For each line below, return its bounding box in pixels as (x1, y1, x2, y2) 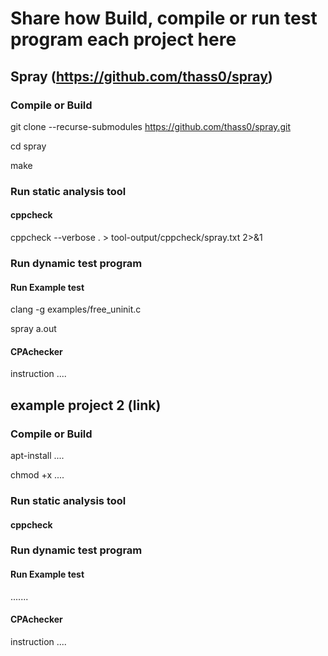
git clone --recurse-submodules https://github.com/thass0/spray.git (10, 120, 291, 132)
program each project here (10, 28, 237, 51)
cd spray (10, 140, 47, 152)
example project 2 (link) (10, 397, 162, 414)
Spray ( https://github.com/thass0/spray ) (10, 68, 273, 85)
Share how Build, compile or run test (10, 7, 318, 30)
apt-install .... (10, 450, 65, 462)
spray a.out (10, 323, 57, 335)
